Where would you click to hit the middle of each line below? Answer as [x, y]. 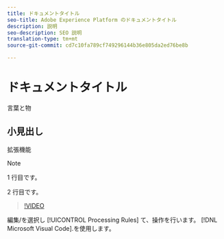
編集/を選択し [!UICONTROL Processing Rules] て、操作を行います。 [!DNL [112, 220]
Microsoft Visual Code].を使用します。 [61, 228]
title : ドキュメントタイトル [43, 13]
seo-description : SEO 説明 [45, 33]
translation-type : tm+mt [42, 39]
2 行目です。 [25, 192]
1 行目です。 [24, 177]
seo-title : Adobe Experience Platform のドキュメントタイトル [92, 20]
